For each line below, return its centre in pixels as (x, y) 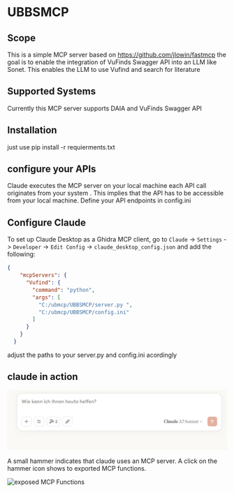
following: (21, 254)
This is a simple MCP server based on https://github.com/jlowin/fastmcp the (117, 54)
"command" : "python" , (64, 290)
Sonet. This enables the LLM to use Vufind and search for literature (104, 69)
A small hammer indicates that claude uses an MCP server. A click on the (112, 461)
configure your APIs (52, 169)
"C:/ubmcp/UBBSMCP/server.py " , (85, 304)
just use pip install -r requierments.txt (61, 147)
